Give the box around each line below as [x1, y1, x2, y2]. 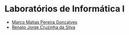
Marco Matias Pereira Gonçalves [11, 19, 78, 25]
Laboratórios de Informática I [4, 3, 125, 14]
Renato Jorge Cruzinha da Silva [11, 24, 75, 30]
